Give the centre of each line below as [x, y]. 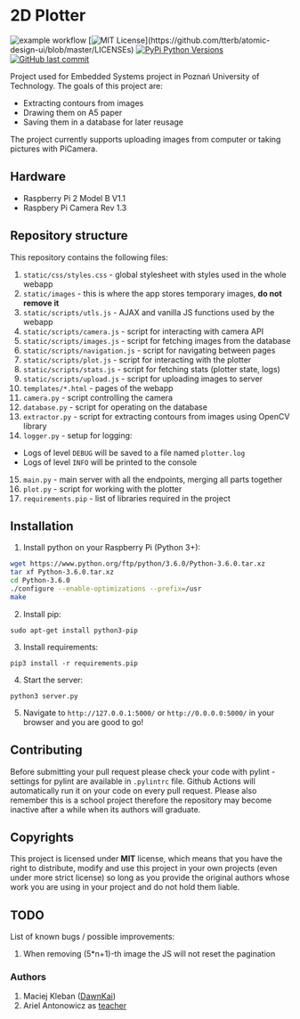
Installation [42, 526]
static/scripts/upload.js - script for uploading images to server [143, 379]
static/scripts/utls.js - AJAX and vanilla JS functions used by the [149, 312]
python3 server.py [44, 696]
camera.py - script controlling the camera [97, 397]
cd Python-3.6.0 [40, 581]
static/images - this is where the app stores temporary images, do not [153, 293]
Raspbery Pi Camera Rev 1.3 [75, 208]
